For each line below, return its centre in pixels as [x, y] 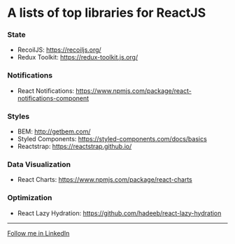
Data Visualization [39, 164]
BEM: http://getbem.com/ [54, 131]
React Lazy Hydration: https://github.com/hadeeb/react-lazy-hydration [119, 213]
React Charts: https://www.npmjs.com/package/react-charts [105, 180]
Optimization [30, 198]
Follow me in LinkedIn [38, 233]
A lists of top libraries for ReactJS [107, 13]
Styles [19, 116]
